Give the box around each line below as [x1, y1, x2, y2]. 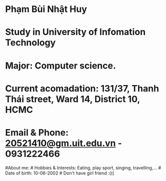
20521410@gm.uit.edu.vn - [5, 137, 122, 148]
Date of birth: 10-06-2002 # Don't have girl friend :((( [5, 170, 114, 176]
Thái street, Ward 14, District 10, [5, 93, 140, 104]
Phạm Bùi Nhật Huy [5, 3, 87, 15]
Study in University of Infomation [5, 26, 146, 38]
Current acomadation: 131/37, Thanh [5, 82, 159, 94]
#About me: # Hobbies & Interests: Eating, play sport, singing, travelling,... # [5, 164, 161, 170]
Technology [5, 37, 56, 48]
